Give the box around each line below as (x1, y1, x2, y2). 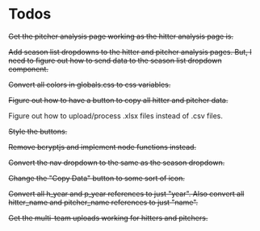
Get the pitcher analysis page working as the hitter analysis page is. (8, 31, 234, 41)
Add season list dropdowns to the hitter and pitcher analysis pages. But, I (8, 47, 252, 56)
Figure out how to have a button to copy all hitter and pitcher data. (8, 95, 229, 105)
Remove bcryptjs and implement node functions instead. (8, 142, 196, 151)
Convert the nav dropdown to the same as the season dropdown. (8, 158, 225, 167)
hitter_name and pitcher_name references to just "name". (8, 197, 199, 207)
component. (8, 64, 48, 73)
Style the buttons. (8, 126, 68, 136)
